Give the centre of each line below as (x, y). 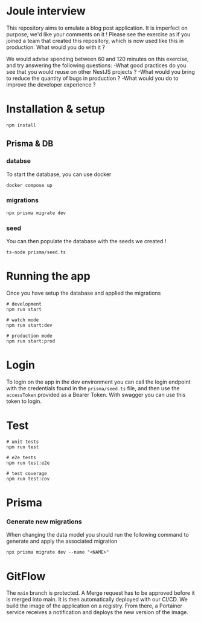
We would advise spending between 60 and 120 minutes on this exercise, (97, 59)
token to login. (24, 401)
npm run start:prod (31, 341)
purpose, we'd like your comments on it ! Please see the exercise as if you (98, 34)
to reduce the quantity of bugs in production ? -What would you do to (92, 78)
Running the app (48, 276)
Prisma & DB (30, 144)
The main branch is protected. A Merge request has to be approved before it (101, 593)
